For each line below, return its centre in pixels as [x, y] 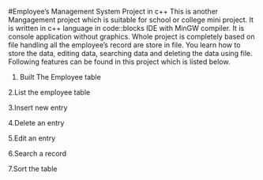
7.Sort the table [33, 169]
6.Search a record [38, 154]
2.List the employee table [49, 92]
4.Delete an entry [36, 123]
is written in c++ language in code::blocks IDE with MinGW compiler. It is [126, 28]
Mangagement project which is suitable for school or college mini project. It [131, 20]
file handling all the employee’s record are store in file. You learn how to [124, 45]
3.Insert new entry [38, 107]
